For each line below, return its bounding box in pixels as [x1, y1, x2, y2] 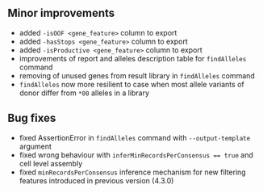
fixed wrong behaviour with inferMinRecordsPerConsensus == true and [19, 149, 253, 160]
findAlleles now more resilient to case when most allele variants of [19, 79, 244, 89]
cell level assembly [19, 158, 83, 168]
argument [19, 141, 52, 151]
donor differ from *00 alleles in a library [19, 88, 150, 98]
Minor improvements [7, 6, 115, 20]
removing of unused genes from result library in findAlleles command [19, 70, 255, 80]
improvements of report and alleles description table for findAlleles [19, 53, 247, 63]
